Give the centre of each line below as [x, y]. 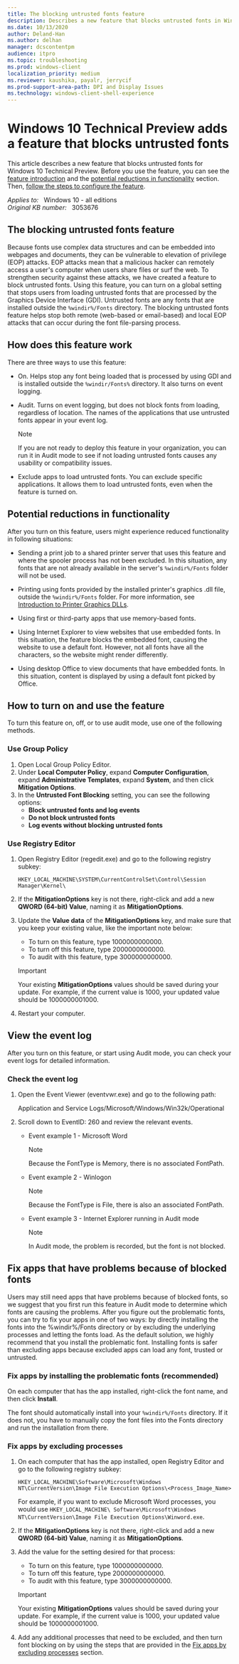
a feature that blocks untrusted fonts [118, 144]
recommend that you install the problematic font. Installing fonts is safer [113, 1342]
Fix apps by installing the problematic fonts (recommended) [113, 1376]
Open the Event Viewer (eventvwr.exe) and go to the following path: [117, 1094]
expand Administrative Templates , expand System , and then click [116, 780]
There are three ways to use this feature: [67, 362]
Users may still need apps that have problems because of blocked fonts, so [118, 1297]
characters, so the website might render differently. [93, 654]
